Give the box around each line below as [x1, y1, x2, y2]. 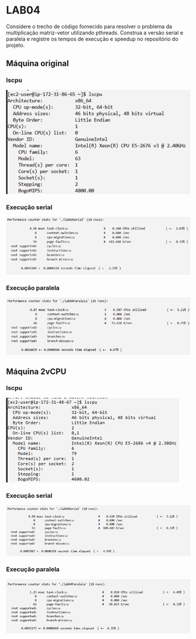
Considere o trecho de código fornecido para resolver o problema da [6, 23, 173, 30]
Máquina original [6, 59, 69, 69]
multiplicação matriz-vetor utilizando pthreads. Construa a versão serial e [6, 29, 183, 36]
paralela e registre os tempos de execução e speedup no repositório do [6, 35, 178, 42]
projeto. [6, 42, 25, 49]
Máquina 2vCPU [6, 366, 67, 376]
